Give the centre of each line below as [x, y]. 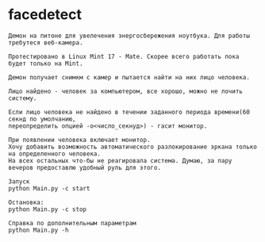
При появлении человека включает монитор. [79, 140]
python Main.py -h [38, 230]
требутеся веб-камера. [46, 42]
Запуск [19, 181]
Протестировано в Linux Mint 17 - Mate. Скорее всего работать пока [124, 56]
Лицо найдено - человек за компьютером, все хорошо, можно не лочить [126, 91]
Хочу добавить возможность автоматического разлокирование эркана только [133, 147]
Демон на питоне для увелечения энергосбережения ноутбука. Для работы [129, 36]
